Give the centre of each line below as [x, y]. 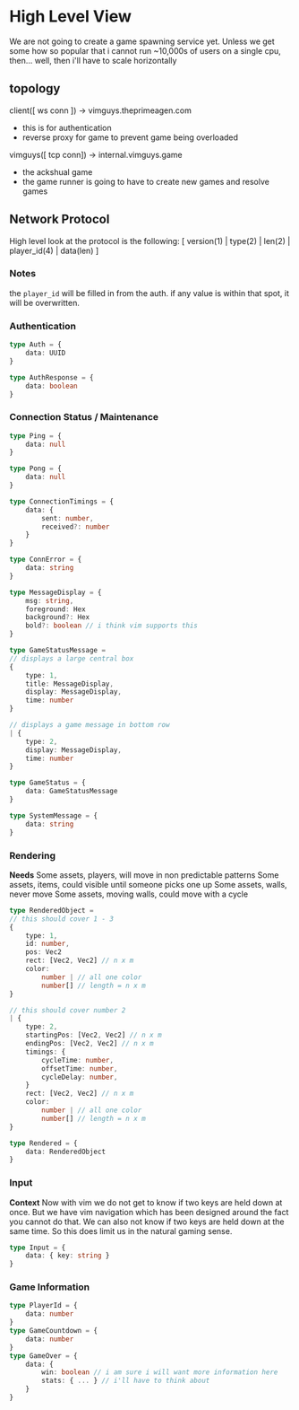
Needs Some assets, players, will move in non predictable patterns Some [144, 875]
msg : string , [50, 600]
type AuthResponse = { [51, 377]
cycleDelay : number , [80, 1077]
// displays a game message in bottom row [90, 725]
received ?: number [76, 527]
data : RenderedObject [65, 1152]
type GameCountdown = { [54, 1331]
